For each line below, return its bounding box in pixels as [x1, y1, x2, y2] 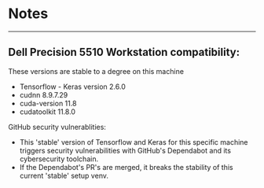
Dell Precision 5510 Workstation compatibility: [8, 46, 240, 59]
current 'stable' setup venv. [19, 171, 108, 180]
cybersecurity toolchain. [19, 154, 99, 164]
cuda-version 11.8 [19, 98, 77, 108]
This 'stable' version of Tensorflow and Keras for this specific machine [19, 137, 248, 146]
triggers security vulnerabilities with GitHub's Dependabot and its [19, 146, 232, 155]
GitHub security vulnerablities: [8, 122, 106, 131]
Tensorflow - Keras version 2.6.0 [19, 82, 126, 91]
